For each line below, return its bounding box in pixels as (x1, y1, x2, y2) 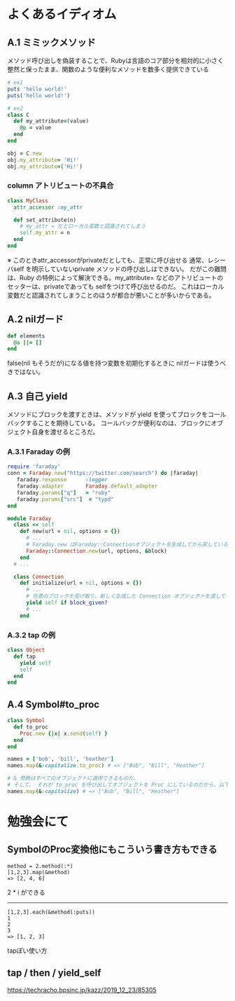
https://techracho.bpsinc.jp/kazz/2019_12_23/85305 (7, 986, 157, 994)
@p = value (20, 124, 52, 132)
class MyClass (7, 197, 49, 204)
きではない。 (7, 368, 44, 376)
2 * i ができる (7, 888, 45, 897)
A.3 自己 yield (7, 390, 68, 402)
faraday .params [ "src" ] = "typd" (16, 495, 114, 503)
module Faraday (7, 515, 52, 522)
